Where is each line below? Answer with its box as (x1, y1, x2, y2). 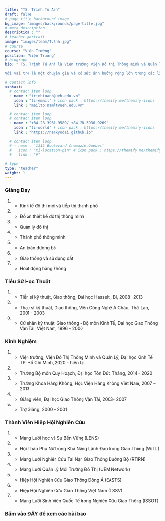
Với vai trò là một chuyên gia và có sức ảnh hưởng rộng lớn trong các (5, 71, 155, 76)
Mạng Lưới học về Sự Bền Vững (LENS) (19, 435, 99, 441)
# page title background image (5, 16, 69, 21)
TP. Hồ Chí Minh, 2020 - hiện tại (19, 359, 85, 365)
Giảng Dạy (5, 186, 30, 193)
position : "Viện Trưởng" (5, 53, 56, 58)
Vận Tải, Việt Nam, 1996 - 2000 (19, 325, 83, 332)
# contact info (5, 80, 36, 85)
